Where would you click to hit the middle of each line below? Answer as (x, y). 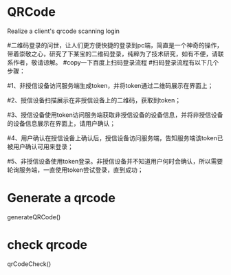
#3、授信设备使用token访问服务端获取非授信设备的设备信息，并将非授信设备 (115, 115)
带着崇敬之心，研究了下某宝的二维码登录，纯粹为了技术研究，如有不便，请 (112, 54)
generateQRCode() (34, 217)
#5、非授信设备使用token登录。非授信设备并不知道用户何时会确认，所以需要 (115, 161)
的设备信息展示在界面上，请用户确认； (61, 123)
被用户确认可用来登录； (40, 146)
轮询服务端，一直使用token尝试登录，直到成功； (75, 170)
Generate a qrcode (61, 198)
